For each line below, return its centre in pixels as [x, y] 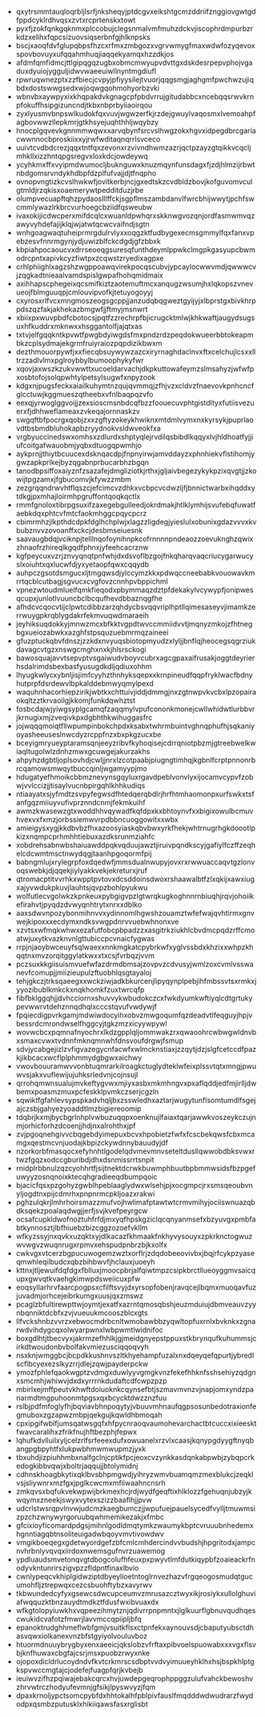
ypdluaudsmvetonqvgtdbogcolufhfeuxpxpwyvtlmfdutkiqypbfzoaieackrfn [136, 1559]
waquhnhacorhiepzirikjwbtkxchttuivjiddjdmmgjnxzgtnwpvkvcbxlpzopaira [136, 692]
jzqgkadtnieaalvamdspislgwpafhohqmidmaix [90, 275]
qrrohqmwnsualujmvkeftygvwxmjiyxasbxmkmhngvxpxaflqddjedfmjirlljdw [136, 1083]
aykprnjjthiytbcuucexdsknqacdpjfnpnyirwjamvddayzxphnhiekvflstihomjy [135, 454]
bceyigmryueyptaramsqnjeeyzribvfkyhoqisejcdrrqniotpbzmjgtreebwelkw [136, 743]
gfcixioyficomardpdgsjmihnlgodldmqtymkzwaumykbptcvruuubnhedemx [135, 1525]
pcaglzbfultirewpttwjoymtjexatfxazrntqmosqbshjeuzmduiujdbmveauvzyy [136, 1304]
